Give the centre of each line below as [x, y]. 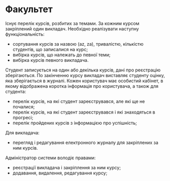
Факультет [29, 9]
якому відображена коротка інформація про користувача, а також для [82, 86]
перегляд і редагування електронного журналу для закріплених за [86, 142]
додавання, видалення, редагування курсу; [60, 173]
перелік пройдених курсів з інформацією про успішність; [75, 123]
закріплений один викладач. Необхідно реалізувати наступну [72, 28]
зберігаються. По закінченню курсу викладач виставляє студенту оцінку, [85, 75]
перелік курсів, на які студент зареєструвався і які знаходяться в [84, 112]
